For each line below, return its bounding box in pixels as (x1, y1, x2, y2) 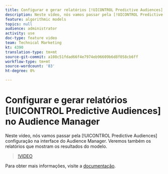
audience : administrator (5, 26, 57, 31)
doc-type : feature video (5, 36, 57, 41)
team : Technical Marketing (5, 40, 62, 45)
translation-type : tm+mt (5, 49, 57, 54)
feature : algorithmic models (5, 17, 66, 22)
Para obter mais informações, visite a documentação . (5, 162, 116, 169)
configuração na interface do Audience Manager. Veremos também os (5, 138, 151, 144)
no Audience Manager (5, 116, 100, 128)
